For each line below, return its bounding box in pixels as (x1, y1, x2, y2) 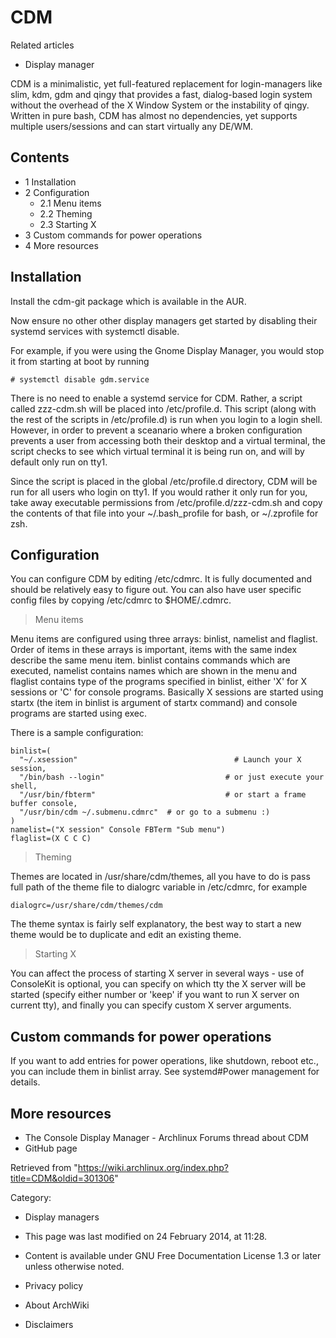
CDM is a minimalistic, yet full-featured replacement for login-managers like (10, 77, 323, 90)
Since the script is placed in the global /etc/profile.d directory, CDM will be (10, 475, 318, 487)
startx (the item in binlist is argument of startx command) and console (10, 697, 298, 709)
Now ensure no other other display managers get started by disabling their (10, 314, 318, 326)
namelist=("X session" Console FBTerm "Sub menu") (10, 825, 226, 835)
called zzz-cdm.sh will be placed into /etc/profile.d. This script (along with (10, 402, 317, 415)
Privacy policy (24, 1280, 84, 1291)
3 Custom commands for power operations (24, 229, 203, 241)
